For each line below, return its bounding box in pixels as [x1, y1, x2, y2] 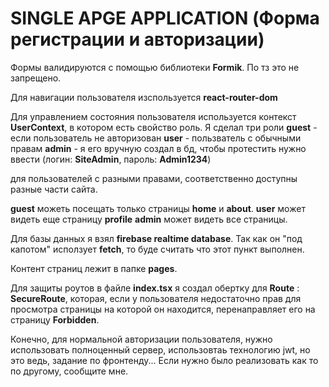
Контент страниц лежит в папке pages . [10, 262, 178, 274]
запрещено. [10, 72, 62, 84]
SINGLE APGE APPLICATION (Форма [10, 7, 320, 30]
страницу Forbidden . [10, 313, 100, 326]
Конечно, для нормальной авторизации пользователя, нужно [10, 333, 273, 345]
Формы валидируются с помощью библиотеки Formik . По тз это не [10, 61, 300, 73]
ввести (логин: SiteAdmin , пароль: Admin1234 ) [10, 153, 212, 165]
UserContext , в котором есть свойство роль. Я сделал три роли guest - [10, 121, 318, 133]
